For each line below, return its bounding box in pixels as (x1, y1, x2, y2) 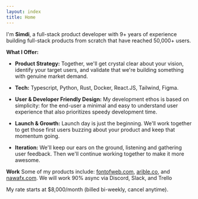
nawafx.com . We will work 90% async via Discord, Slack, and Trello (6, 174, 172, 181)
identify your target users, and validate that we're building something (14, 66, 184, 73)
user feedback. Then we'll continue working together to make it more (14, 150, 184, 157)
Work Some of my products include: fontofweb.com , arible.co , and (6, 168, 171, 175)
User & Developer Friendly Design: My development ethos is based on (14, 96, 189, 103)
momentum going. (14, 132, 60, 140)
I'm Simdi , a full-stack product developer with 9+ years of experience (6, 30, 177, 37)
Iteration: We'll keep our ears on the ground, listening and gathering (14, 144, 183, 151)
